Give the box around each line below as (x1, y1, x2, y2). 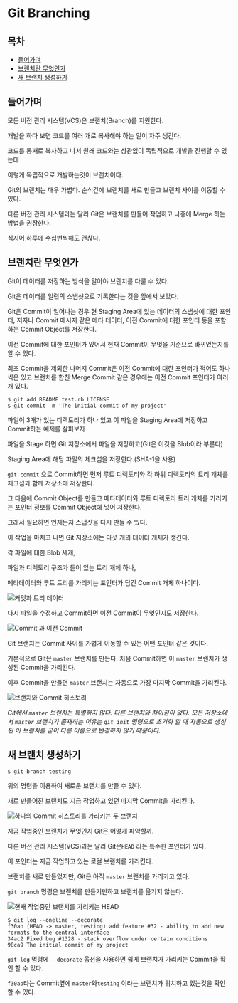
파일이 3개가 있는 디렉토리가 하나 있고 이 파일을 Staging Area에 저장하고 (7, 415, 208, 424)
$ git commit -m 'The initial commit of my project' (7, 402, 167, 409)
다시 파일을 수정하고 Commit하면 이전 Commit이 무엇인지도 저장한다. (7, 609, 199, 617)
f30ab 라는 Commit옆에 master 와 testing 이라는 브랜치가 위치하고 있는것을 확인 (7, 979, 226, 987)
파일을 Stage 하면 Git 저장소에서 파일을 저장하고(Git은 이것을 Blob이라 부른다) (7, 439, 224, 448)
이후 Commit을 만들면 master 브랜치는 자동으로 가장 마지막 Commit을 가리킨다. (7, 678, 227, 686)
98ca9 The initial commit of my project (7, 942, 129, 949)
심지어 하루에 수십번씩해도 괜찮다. (7, 233, 101, 242)
